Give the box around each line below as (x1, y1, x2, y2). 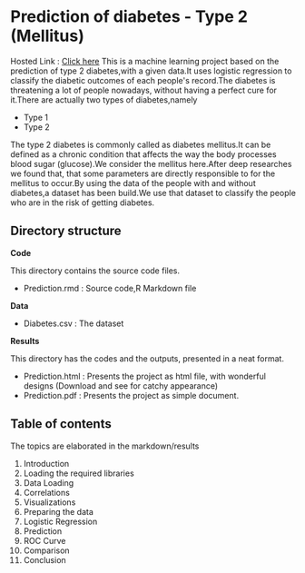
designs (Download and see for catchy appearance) (23, 380, 219, 391)
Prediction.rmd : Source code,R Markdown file (23, 282, 197, 293)
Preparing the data (23, 506, 94, 517)
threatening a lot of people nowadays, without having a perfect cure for (10, 84, 278, 95)
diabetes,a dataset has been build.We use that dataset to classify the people (10, 187, 296, 198)
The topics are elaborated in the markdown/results (10, 440, 200, 451)
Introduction (23, 458, 70, 469)
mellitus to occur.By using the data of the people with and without (10, 177, 257, 188)
